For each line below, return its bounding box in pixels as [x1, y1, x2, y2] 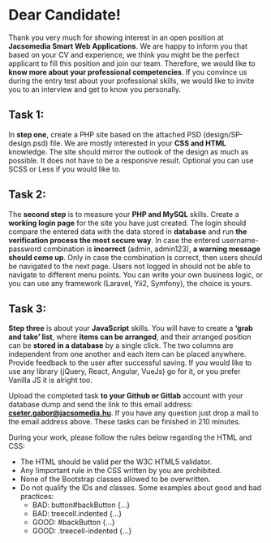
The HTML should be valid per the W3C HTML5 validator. [19, 457, 213, 467]
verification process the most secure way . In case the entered [8, 235, 221, 245]
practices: [19, 492, 54, 502]
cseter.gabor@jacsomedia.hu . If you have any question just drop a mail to [8, 408, 260, 418]
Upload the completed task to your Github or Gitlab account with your [8, 391, 243, 401]
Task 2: [8, 188, 46, 202]
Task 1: [8, 108, 45, 122]
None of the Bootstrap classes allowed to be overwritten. [19, 474, 211, 484]
